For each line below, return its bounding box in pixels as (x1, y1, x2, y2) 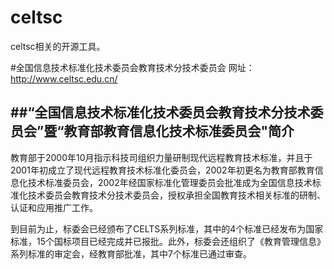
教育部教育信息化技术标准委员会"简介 (63, 123, 295, 140)
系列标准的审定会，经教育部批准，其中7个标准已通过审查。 (10, 247, 252, 260)
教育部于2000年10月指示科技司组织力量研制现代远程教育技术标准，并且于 (10, 151, 313, 163)
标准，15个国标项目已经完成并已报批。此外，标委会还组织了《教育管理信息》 (10, 235, 326, 247)
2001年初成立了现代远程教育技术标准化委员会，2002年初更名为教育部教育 (10, 164, 315, 176)
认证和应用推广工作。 (10, 201, 98, 213)
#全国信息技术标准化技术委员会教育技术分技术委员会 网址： (10, 61, 255, 73)
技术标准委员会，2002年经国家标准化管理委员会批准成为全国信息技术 (27, 176, 313, 188)
